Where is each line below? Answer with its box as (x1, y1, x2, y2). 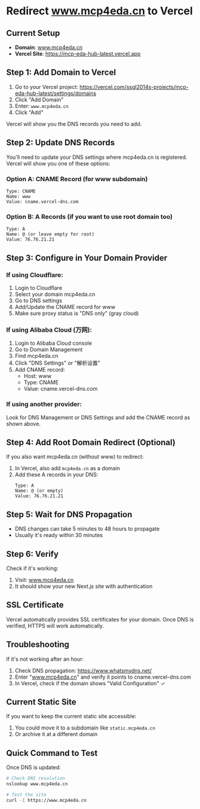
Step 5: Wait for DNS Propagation (6, 509, 133, 519)
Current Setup (6, 28, 60, 38)
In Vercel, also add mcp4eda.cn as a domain (14, 465, 121, 472)
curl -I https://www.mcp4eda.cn (6, 797, 87, 803)
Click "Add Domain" (14, 96, 64, 103)
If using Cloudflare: (6, 271, 64, 279)
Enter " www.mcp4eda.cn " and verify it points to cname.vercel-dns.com (14, 673, 192, 681)
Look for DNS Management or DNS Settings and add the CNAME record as (6, 413, 190, 421)
